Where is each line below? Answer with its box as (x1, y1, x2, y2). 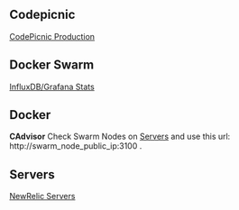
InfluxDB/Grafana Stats (9, 81, 95, 92)
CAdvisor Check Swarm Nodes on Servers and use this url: (9, 131, 231, 142)
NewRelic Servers (9, 191, 76, 202)
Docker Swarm (9, 58, 95, 73)
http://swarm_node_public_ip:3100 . (9, 141, 142, 151)
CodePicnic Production (9, 31, 96, 41)
